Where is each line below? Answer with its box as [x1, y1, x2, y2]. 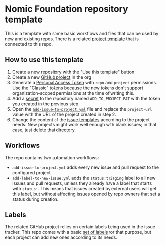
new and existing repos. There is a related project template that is [5, 36, 139, 42]
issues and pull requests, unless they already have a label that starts [12, 180, 152, 186]
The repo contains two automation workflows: [5, 154, 99, 160]
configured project [12, 169, 51, 175]
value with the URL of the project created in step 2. [12, 111, 116, 117]
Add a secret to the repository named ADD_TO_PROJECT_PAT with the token [12, 95, 160, 101]
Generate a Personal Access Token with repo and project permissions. [12, 79, 157, 85]
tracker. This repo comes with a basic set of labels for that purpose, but [5, 229, 151, 235]
